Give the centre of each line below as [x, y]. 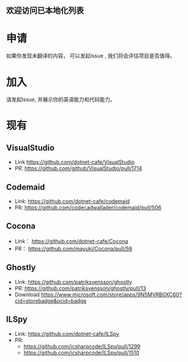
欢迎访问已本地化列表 [45, 11]
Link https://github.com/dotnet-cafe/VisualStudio [74, 162]
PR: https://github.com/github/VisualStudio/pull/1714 [78, 168]
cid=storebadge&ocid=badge [51, 300]
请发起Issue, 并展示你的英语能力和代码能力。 [61, 100]
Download [27, 294]
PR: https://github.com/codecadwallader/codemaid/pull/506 [88, 208]
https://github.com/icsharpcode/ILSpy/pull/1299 [82, 346]
